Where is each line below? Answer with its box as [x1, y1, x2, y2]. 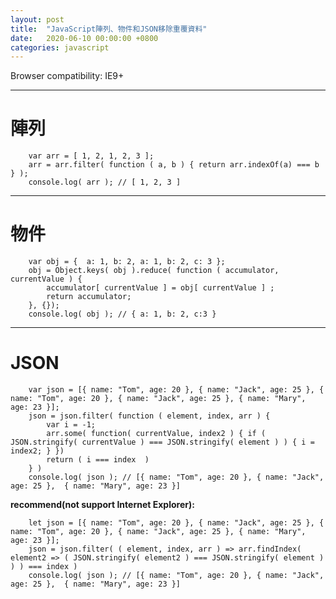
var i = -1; [46, 420, 97, 430]
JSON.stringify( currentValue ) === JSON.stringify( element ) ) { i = [10, 437, 315, 448]
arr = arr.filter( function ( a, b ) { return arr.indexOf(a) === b [28, 160, 320, 170]
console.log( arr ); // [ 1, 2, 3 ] [28, 177, 182, 188]
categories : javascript [10, 42, 110, 53]
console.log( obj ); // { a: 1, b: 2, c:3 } [28, 309, 217, 320]
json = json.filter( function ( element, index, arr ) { [28, 411, 271, 421]
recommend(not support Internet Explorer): [10, 499, 195, 511]
